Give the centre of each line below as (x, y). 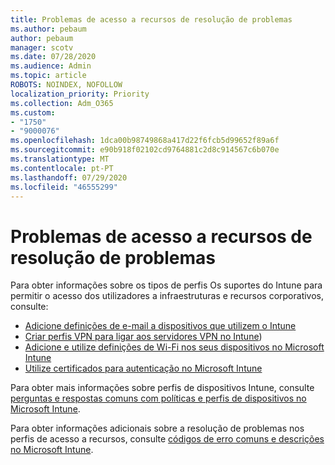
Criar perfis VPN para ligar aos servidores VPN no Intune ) (143, 337)
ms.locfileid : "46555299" (64, 187)
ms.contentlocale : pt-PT (62, 168)
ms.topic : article (48, 76)
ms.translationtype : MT (60, 159)
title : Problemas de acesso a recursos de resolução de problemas (151, 19)
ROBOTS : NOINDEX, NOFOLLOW (66, 85)
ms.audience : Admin (51, 66)
